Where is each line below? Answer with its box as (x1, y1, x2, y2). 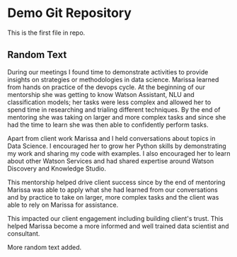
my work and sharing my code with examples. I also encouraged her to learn (7, 149, 231, 157)
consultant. (7, 229, 40, 238)
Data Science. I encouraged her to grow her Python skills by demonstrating (7, 142, 226, 150)
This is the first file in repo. (7, 28, 86, 37)
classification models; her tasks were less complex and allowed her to (7, 98, 212, 106)
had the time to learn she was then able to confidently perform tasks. (7, 120, 209, 129)
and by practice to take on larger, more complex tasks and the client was (7, 193, 219, 201)
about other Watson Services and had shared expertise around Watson (7, 156, 214, 165)
